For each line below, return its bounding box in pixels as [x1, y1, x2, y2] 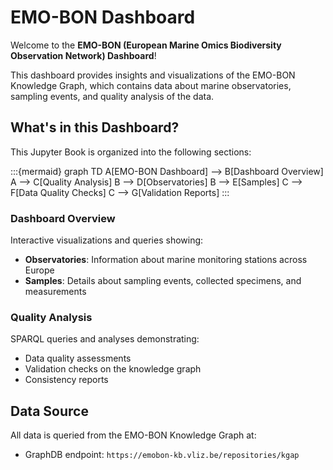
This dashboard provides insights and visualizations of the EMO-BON [10, 69, 296, 81]
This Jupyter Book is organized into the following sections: [10, 146, 252, 158]
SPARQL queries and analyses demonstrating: [10, 333, 200, 345]
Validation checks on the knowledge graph [24, 363, 202, 375]
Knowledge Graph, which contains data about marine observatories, [10, 79, 292, 91]
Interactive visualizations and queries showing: [10, 234, 204, 246]
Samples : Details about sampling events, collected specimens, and [24, 275, 302, 287]
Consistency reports [24, 374, 109, 386]
